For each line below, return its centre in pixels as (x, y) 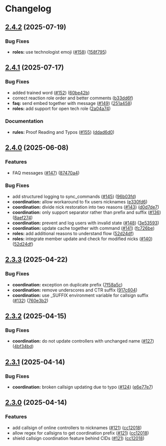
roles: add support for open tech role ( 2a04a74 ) (61, 108)
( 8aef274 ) (23, 217)
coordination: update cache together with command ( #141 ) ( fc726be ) (83, 228)
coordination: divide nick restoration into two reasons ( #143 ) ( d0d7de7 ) (86, 207)
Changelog (28, 9)
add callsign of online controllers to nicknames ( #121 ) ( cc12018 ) (77, 428)
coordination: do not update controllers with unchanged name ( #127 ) (83, 341)
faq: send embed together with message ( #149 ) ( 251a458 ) (72, 103)
